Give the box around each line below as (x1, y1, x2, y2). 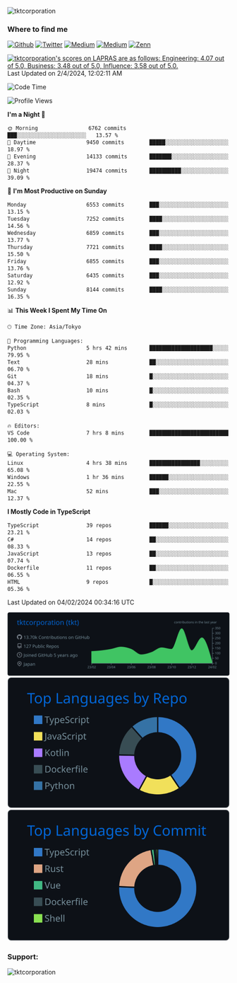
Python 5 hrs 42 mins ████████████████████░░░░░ (7, 345, 229, 352)
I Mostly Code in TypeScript (7, 507, 90, 516)
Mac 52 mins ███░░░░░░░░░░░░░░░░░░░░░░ (7, 488, 229, 495)
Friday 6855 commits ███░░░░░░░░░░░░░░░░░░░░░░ (7, 258, 229, 265)
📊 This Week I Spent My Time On (7, 306, 107, 315)
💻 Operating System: (7, 451, 71, 458)
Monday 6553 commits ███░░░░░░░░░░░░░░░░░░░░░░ (7, 202, 229, 209)
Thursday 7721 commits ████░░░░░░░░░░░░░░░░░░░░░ (7, 244, 229, 251)
